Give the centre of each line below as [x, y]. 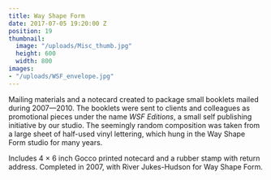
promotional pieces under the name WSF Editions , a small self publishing [130, 116]
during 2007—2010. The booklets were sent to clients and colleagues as [129, 108]
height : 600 [36, 54]
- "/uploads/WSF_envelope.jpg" [61, 76]
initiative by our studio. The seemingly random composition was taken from [134, 125]
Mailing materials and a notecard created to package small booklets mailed [133, 99]
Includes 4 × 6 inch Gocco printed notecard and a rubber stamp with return [134, 158]
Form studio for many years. [56, 142]
